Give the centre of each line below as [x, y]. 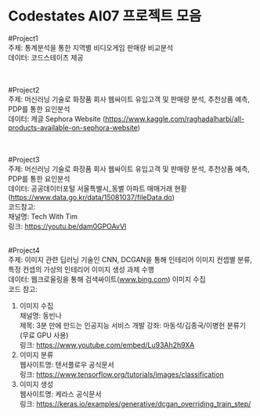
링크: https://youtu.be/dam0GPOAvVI [67, 226]
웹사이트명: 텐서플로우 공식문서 [67, 364]
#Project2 [24, 89]
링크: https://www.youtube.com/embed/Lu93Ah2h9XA [107, 345]
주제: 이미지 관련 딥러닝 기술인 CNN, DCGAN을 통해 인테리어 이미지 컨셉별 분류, [130, 259]
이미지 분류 [36, 355]
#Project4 [24, 250]
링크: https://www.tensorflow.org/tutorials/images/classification [122, 374]
